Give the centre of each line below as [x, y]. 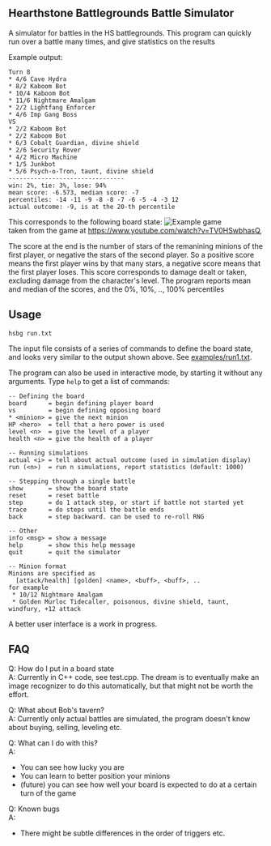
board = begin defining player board [81, 403]
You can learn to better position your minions [95, 776]
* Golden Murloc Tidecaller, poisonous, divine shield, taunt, [121, 602]
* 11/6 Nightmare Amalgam [52, 100]
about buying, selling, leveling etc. [66, 728]
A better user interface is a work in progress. [83, 624]
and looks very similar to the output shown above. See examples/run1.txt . [130, 357]
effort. [19, 694]
